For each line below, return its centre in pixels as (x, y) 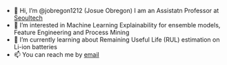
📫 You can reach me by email (57, 54)
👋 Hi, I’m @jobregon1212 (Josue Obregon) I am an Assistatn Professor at (116, 11)
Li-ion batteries (35, 47)
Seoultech (28, 18)
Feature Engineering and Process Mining (71, 32)
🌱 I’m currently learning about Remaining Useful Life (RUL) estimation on (117, 40)
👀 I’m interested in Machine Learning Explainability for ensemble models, (117, 25)
